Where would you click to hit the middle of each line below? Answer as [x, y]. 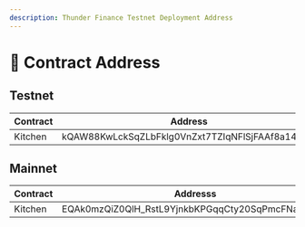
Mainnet [33, 169]
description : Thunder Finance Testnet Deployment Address [121, 18]
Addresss [195, 194]
